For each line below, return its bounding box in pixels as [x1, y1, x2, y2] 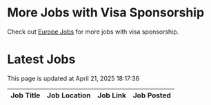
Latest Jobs [7, 51, 76, 67]
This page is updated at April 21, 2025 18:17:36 [7, 74, 140, 82]
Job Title [10, 91, 41, 100]
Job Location [47, 91, 91, 100]
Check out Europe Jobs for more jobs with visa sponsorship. [7, 27, 179, 36]
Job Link [97, 91, 126, 100]
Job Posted [132, 91, 171, 100]
